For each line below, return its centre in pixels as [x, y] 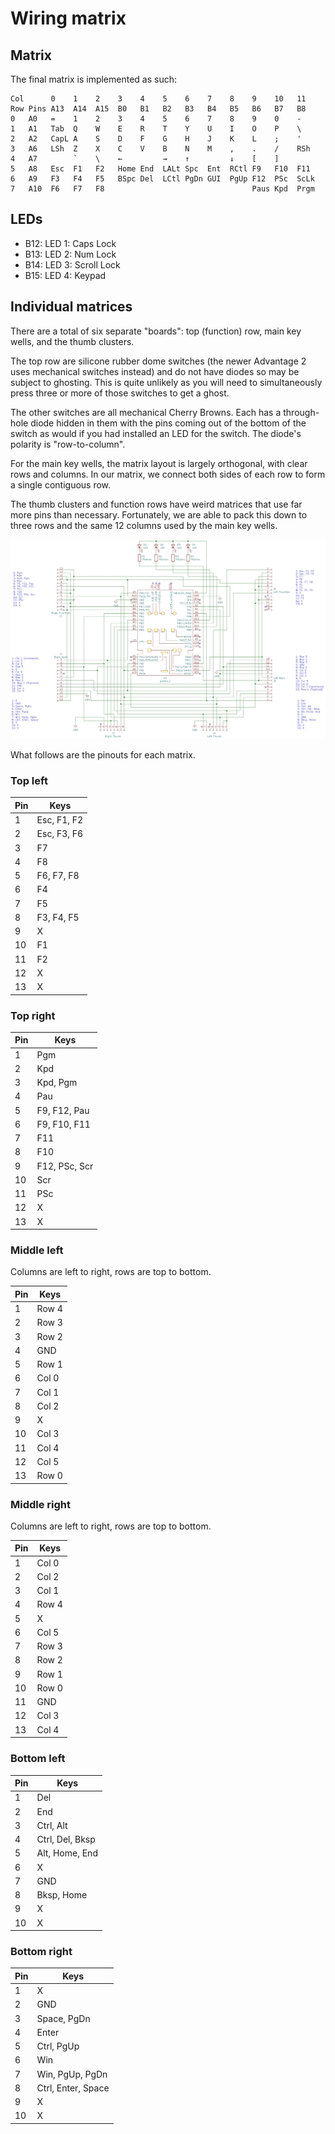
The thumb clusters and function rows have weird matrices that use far [156, 504]
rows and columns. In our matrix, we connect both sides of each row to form [168, 474]
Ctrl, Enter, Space [73, 2088]
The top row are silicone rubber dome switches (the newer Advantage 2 [158, 361]
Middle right [41, 1504]
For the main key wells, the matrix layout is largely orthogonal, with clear [159, 463]
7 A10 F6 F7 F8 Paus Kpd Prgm [162, 189]
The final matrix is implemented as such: [94, 79]
